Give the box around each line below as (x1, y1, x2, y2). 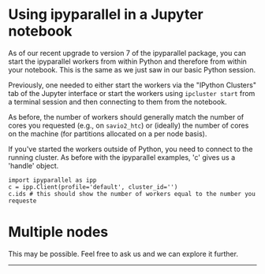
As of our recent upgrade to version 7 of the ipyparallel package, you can (8, 48, 247, 57)
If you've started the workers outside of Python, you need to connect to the (8, 144, 253, 154)
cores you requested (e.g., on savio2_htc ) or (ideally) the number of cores (8, 120, 249, 130)
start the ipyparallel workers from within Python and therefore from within (8, 57, 247, 66)
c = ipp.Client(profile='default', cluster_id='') (8, 183, 178, 191)
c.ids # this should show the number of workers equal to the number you (8, 190, 256, 198)
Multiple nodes (8, 223, 109, 241)
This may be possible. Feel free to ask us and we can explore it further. (8, 249, 239, 258)
